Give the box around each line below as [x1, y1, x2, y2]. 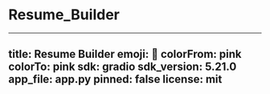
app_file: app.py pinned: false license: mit [8, 72, 223, 86]
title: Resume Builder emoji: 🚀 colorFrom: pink [8, 47, 242, 61]
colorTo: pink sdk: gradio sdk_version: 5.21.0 [8, 60, 237, 74]
